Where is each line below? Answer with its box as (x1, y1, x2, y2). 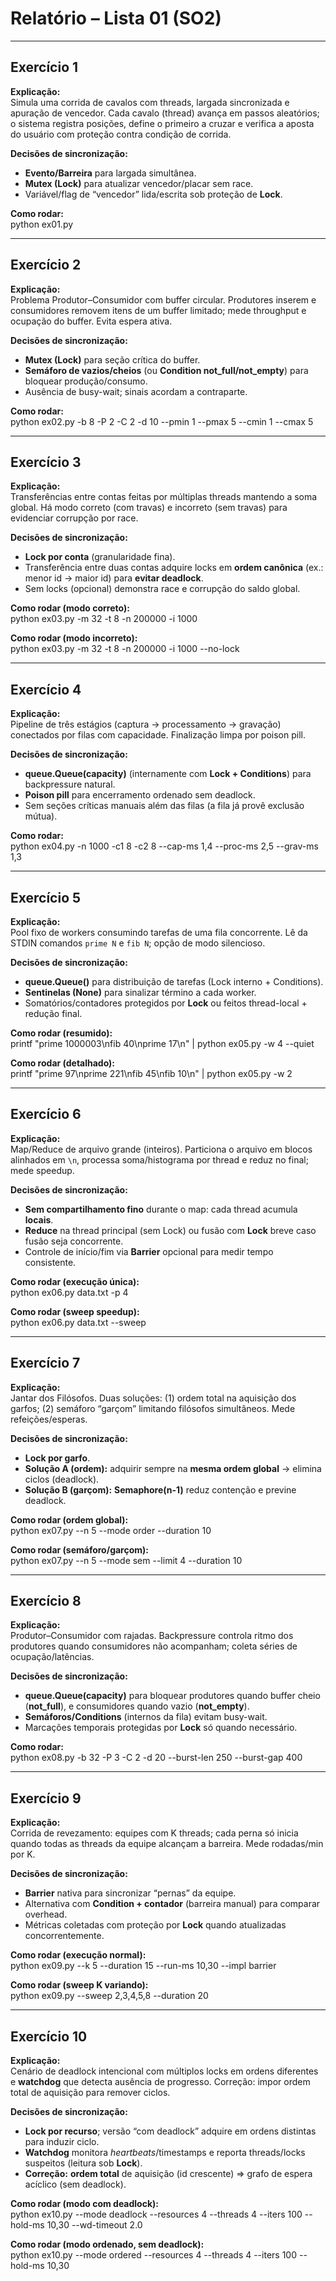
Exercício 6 (10, 1106, 82, 1123)
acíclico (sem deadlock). (24, 2178, 127, 2191)
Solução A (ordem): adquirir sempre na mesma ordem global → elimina (24, 1462, 322, 1474)
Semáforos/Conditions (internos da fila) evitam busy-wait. (24, 1711, 268, 1723)
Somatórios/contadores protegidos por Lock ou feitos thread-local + (24, 997, 308, 1009)
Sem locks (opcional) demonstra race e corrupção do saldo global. (24, 583, 301, 595)
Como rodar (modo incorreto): (10, 632, 138, 644)
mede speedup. (10, 1164, 75, 1176)
